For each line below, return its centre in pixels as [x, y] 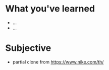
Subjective [28, 48]
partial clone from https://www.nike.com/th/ [58, 62]
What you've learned [50, 9]
